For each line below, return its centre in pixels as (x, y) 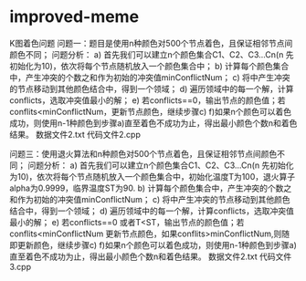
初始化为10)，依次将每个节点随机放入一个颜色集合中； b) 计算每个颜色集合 (149, 66)
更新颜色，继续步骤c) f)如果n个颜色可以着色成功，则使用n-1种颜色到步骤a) (157, 245)
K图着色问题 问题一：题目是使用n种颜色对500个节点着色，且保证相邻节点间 (151, 43)
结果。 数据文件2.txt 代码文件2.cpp (75, 134)
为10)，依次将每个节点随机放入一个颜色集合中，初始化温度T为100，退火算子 (153, 176)
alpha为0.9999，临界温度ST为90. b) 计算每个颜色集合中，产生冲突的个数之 (151, 188)
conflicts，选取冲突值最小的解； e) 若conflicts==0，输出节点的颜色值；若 (148, 100)
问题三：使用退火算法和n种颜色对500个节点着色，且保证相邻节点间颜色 (143, 153)
